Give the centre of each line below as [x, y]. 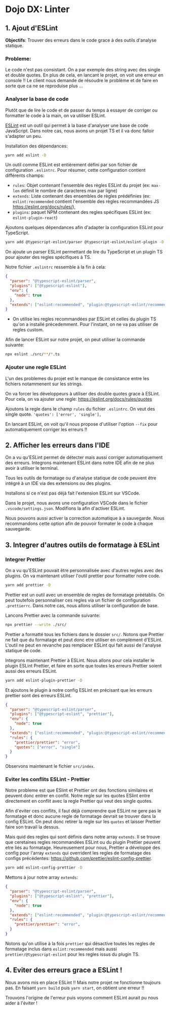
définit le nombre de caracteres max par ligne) [69, 191]
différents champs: [25, 175]
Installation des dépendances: [37, 146]
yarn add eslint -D [26, 155]
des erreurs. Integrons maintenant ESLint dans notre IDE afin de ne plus [80, 463]
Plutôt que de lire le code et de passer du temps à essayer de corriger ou [81, 110]
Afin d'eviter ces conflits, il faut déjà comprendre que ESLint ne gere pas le [83, 811]
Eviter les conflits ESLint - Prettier [48, 779]
